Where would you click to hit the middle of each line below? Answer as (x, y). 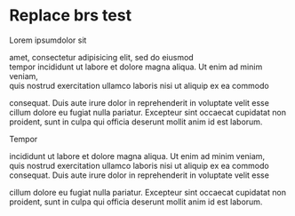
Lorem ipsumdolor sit (48, 40)
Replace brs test (70, 16)
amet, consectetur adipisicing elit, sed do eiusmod (101, 57)
